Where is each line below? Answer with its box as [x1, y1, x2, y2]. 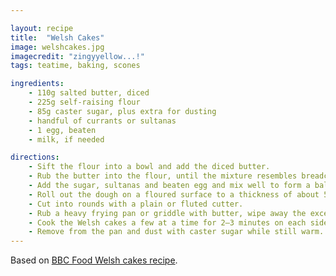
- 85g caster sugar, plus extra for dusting [28, 106, 217, 116]
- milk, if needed [28, 134, 105, 145]
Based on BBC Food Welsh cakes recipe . [10, 254, 178, 266]
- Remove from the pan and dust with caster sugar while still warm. [28, 227, 325, 237]
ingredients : [10, 79, 65, 89]
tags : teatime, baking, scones [10, 61, 141, 71]
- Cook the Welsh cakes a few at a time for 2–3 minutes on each [28, 217, 307, 228]
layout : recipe [10, 23, 74, 33]
